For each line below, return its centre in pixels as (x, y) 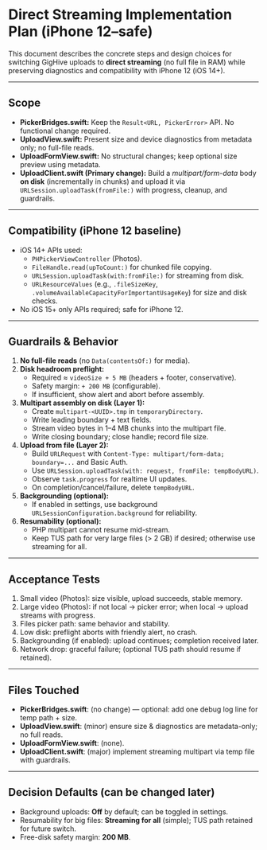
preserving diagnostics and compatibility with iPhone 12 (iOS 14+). (117, 70)
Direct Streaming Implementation (120, 15)
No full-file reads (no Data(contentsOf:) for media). (105, 361)
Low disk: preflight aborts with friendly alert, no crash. (108, 632)
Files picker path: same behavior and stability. (95, 624)
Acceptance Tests (54, 579)
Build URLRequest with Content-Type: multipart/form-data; (128, 454)
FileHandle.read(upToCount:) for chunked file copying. (122, 267)
